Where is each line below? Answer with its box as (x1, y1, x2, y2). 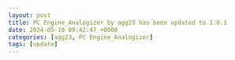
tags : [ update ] (8, 41, 58, 48)
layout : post (8, 11, 51, 19)
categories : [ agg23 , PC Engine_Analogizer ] (8, 33, 154, 41)
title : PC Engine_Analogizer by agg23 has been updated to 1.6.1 (8, 19, 227, 26)
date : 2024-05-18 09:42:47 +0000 (8, 26, 118, 34)
